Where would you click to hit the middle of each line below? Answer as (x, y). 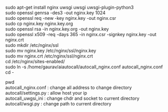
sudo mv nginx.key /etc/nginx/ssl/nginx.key (51, 51)
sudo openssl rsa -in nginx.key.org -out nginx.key (57, 29)
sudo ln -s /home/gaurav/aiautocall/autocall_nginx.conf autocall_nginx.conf (84, 67)
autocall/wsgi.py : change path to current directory (58, 104)
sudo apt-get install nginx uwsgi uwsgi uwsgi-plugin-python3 (70, 7)
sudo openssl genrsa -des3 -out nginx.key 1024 (55, 13)
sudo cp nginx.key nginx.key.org (39, 23)
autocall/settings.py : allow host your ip (46, 93)
